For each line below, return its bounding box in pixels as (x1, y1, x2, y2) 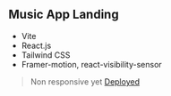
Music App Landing (8, 7, 119, 22)
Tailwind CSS (21, 49, 71, 60)
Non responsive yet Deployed (30, 76, 141, 87)
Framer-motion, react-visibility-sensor (21, 59, 162, 69)
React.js (21, 40, 52, 51)
